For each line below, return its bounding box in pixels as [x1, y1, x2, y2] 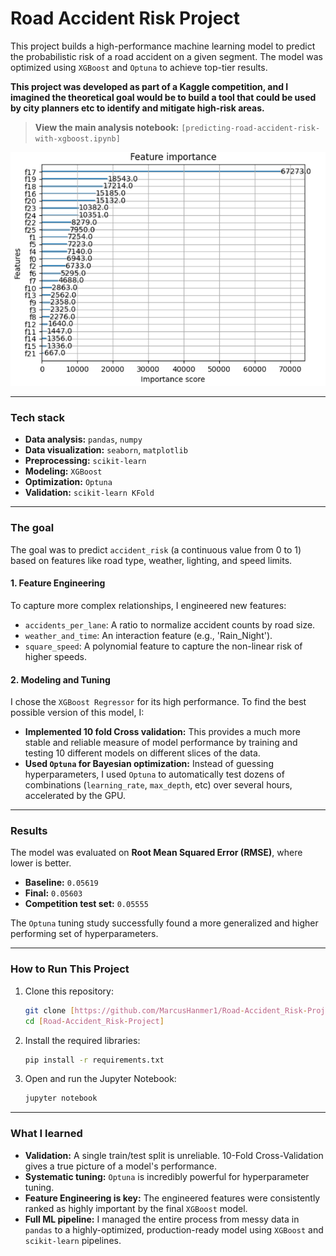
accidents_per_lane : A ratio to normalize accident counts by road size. [24, 618, 316, 631]
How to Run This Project [10, 962, 130, 976]
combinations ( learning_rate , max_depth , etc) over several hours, [24, 779, 293, 791]
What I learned [10, 1127, 83, 1141]
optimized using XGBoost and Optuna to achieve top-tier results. [10, 61, 268, 73]
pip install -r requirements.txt [24, 1055, 165, 1065]
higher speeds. [24, 650, 87, 662]
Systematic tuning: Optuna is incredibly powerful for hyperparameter [24, 1170, 310, 1182]
